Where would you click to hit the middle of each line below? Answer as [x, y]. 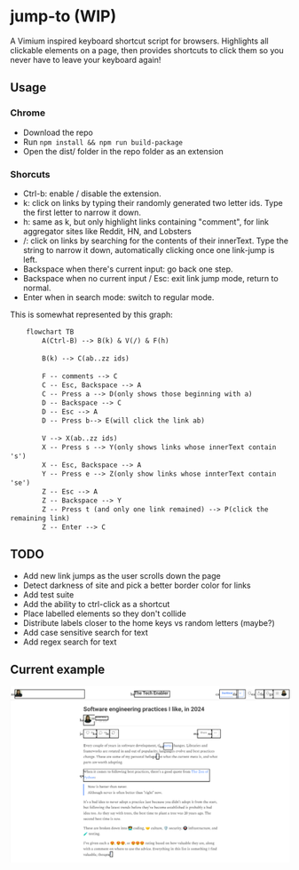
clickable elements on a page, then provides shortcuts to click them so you [147, 50]
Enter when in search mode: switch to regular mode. [118, 297]
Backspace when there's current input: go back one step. [128, 269]
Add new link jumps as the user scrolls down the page [122, 575]
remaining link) [40, 518]
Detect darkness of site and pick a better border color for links [137, 585]
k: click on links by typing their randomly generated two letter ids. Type [153, 202]
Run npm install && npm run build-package [103, 142]
